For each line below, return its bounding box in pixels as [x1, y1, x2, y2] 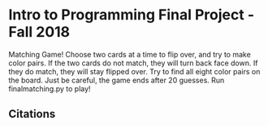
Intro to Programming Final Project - [8, 6, 254, 24]
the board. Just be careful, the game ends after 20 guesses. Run [8, 75, 225, 85]
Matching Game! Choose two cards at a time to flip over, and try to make [8, 49, 252, 59]
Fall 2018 [8, 23, 71, 41]
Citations [8, 107, 56, 121]
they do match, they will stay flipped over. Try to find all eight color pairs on [8, 66, 261, 76]
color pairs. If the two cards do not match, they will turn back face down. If [8, 58, 258, 68]
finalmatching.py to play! [8, 83, 91, 94]
